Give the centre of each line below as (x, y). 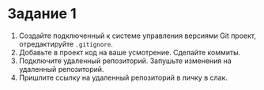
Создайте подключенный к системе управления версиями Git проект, (138, 36)
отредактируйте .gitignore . (66, 43)
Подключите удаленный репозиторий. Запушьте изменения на (125, 61)
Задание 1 (42, 14)
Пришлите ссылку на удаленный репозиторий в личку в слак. (123, 77)
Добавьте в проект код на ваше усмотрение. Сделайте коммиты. (130, 52)
